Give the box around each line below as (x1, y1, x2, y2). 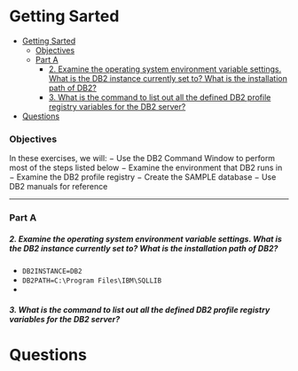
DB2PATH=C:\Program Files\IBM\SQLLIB (21, 276, 162, 285)
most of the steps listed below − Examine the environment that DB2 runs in (9, 162, 283, 174)
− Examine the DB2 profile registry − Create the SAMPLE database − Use (9, 172, 277, 182)
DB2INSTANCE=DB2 (21, 267, 82, 276)
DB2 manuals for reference (9, 182, 108, 192)
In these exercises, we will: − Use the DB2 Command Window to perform (9, 153, 276, 164)
